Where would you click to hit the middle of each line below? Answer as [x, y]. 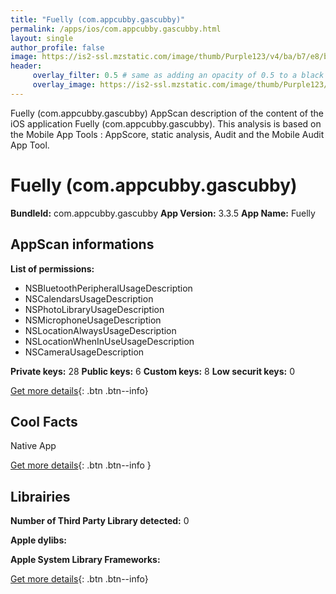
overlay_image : [64, 85]
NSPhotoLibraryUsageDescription [94, 309]
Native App [33, 446]
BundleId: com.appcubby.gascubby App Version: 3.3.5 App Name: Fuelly [163, 213]
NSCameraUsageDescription [84, 352]
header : [26, 66]
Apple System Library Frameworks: [85, 560]
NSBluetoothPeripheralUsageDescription [108, 288]
